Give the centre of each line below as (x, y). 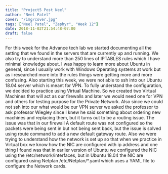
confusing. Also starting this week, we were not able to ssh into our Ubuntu (83, 80)
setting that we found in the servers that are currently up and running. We (82, 53)
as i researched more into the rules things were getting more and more (79, 75)
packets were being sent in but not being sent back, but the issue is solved (83, 128)
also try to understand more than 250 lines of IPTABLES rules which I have (83, 58)
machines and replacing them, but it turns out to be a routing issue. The (80, 118)
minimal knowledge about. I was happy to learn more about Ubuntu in (78, 64)
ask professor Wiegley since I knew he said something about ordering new (83, 112)
